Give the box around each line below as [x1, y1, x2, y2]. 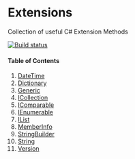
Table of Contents [7, 56, 60, 64]
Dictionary [17, 79, 47, 87]
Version [17, 145, 40, 153]
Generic [17, 86, 40, 95]
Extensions [7, 5, 73, 21]
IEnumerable [17, 108, 54, 117]
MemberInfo [17, 123, 53, 131]
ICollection [17, 94, 48, 102]
